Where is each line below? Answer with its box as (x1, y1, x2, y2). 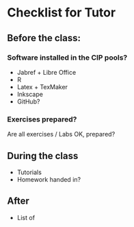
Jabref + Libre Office (16, 68, 77, 76)
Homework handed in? (16, 175, 81, 183)
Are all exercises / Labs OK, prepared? (7, 130, 116, 139)
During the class (7, 150, 79, 162)
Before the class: (7, 32, 81, 44)
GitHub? (16, 97, 40, 106)
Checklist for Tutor (7, 5, 116, 21)
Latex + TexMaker (16, 82, 68, 91)
